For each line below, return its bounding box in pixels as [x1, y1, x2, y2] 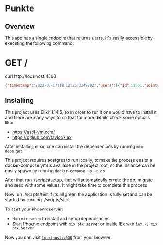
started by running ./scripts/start [5, 196, 70, 202]
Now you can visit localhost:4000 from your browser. [5, 234, 112, 240]
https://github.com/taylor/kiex [12, 134, 72, 140]
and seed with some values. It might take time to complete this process [5, 182, 147, 188]
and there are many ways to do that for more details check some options [5, 114, 150, 120]
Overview [5, 22, 35, 31]
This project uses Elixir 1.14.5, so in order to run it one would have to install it [5, 109, 157, 115]
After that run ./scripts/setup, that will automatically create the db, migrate [5, 177, 153, 183]
